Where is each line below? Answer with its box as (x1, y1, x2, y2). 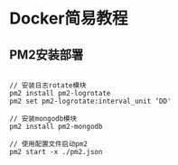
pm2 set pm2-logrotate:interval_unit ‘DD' (9, 96, 172, 105)
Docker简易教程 (9, 8, 128, 29)
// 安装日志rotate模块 (9, 81, 87, 90)
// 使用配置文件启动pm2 (9, 140, 89, 149)
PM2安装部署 (9, 47, 84, 62)
